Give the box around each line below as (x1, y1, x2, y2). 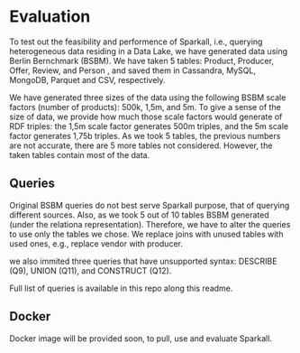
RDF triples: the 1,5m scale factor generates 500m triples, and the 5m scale (9, 120, 289, 132)
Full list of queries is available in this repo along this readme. (9, 283, 233, 293)
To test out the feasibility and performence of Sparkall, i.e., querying (9, 36, 263, 47)
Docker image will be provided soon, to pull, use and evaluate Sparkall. (9, 332, 273, 344)
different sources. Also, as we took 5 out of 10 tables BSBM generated (9, 209, 270, 220)
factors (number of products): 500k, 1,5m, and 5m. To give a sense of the (9, 101, 281, 112)
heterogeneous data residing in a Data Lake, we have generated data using (9, 45, 288, 56)
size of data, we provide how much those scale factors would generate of (9, 111, 283, 122)
